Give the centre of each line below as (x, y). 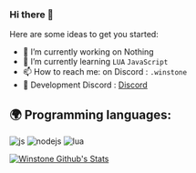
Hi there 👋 (32, 15)
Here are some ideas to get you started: (84, 35)
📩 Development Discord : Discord (85, 85)
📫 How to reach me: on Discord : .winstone (105, 72)
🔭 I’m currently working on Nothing (88, 52)
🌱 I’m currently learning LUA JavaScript (95, 62)
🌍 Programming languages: (90, 114)
